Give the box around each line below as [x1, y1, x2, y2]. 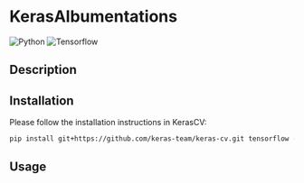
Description [9, 62, 77, 78]
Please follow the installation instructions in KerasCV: [9, 117, 207, 128]
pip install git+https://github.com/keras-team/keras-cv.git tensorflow [9, 134, 290, 143]
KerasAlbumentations [9, 6, 178, 27]
